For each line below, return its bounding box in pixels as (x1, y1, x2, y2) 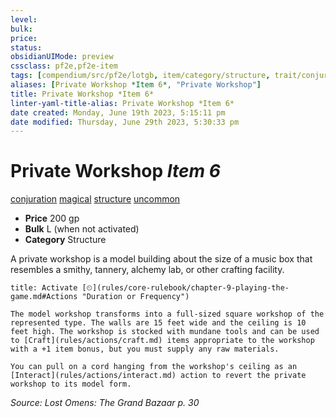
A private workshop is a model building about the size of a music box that (10, 253, 313, 265)
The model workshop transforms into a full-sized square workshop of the (10, 309, 325, 320)
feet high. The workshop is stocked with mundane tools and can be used (10, 327, 320, 337)
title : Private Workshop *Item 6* (10, 89, 155, 99)
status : (10, 42, 43, 53)
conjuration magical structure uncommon (10, 193, 181, 205)
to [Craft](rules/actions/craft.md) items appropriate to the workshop (10, 336, 315, 346)
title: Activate (10, 283, 78, 293)
